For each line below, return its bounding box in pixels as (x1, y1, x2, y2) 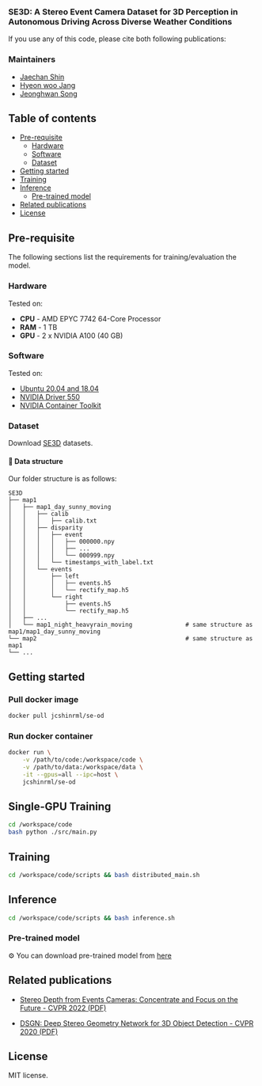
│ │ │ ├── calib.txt (8, 517, 97, 525)
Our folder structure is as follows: (8, 474, 117, 484)
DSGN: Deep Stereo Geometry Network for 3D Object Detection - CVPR (19, 1018, 254, 1027)
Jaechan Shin (19, 72, 65, 82)
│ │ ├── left (8, 572, 80, 580)
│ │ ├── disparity (8, 524, 83, 532)
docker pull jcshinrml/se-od (8, 712, 104, 720)
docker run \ (8, 749, 51, 757)
